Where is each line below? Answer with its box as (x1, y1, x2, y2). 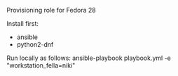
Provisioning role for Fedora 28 (6, 6, 96, 14)
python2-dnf (16, 40, 54, 48)
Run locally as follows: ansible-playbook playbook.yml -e (6, 54, 171, 62)
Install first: (6, 20, 39, 27)
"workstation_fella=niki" (6, 61, 76, 69)
